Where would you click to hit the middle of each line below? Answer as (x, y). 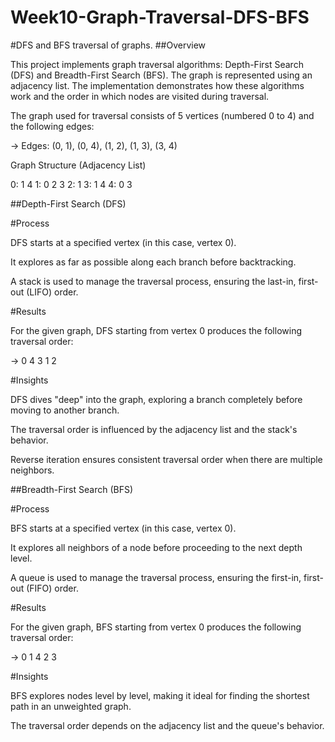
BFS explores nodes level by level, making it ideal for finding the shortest (160, 695)
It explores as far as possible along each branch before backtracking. (153, 262)
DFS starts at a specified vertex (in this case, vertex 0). (123, 242)
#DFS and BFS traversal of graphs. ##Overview (108, 45)
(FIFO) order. (52, 588)
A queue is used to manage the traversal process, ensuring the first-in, (156, 577)
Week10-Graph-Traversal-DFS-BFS (160, 17)
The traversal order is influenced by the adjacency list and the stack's (154, 429)
